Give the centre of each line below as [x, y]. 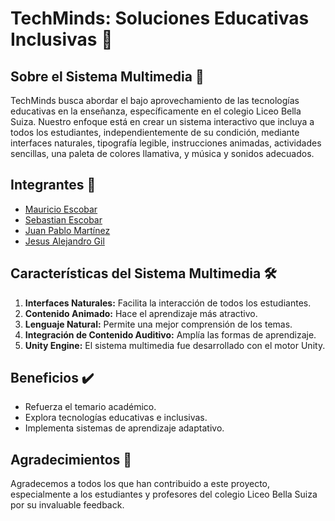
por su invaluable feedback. [67, 505]
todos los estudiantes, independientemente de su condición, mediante [155, 132]
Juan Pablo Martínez [67, 230]
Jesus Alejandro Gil [64, 241]
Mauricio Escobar [61, 209]
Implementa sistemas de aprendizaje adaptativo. [124, 428]
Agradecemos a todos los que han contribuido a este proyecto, [140, 484]
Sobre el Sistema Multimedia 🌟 [107, 76]
